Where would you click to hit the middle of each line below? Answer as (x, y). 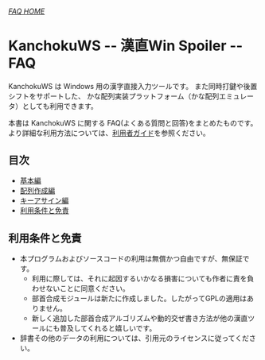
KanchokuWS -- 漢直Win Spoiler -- (126, 46)
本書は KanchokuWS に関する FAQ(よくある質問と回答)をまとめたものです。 (133, 122)
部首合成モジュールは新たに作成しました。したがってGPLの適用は (139, 299)
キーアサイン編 (44, 201)
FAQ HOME (27, 11)
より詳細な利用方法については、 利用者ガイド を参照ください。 (109, 133)
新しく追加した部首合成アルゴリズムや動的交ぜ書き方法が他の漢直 (140, 319)
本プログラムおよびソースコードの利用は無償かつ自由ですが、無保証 (131, 259)
